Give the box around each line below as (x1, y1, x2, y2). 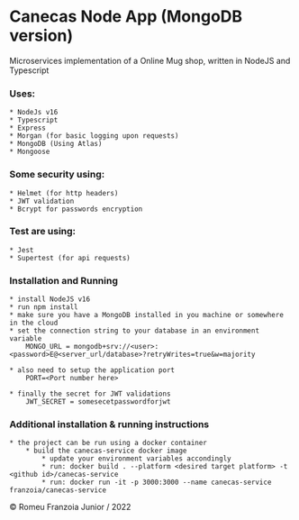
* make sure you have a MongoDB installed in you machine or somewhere (9, 311, 284, 320)
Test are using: (9, 225, 77, 238)
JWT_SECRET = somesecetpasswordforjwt (25, 397, 171, 406)
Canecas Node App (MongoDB (9, 6, 243, 27)
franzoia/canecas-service (9, 486, 106, 495)
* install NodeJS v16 (9, 295, 91, 304)
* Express (9, 123, 47, 132)
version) (9, 25, 74, 46)
